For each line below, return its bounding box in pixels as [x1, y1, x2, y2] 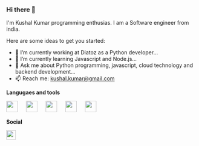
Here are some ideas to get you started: [6, 37, 106, 45]
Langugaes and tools [6, 89, 60, 96]
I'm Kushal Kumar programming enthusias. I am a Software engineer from [6, 19, 189, 27]
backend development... [15, 68, 76, 75]
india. [6, 25, 20, 33]
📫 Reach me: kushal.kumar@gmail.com [15, 75, 115, 82]
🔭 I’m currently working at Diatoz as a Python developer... [15, 49, 158, 56]
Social [6, 118, 22, 125]
